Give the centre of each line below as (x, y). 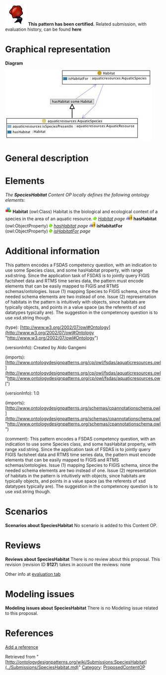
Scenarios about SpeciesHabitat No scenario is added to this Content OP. (81, 525)
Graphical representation (58, 49)
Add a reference (22, 647)
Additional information (53, 251)
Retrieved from (20, 657)
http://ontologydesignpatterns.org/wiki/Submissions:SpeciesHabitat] (77, 662)
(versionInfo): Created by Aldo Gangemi (46, 347)
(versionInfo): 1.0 (22, 393)
